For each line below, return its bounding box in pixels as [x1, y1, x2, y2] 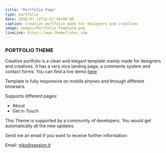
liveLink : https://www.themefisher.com [5, 30, 88, 35]
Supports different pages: [5, 93, 58, 99]
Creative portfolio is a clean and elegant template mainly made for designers [5, 58, 161, 64]
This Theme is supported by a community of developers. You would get [5, 118, 151, 124]
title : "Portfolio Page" [5, 7, 56, 12]
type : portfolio [5, 12, 39, 17]
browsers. [5, 83, 26, 89]
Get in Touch [12, 108, 39, 114]
